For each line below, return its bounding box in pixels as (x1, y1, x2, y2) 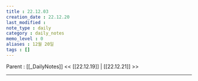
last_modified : (6, 19, 46, 25)
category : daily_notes (6, 31, 65, 36)
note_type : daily (6, 25, 51, 31)
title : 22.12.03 (6, 8, 49, 15)
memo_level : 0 (6, 36, 44, 42)
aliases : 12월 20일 (6, 42, 54, 48)
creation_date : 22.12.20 (6, 14, 70, 20)
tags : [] (6, 47, 31, 53)
